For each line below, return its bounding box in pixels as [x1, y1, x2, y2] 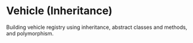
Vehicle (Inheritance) [6, 4, 113, 18]
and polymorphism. [6, 29, 54, 37]
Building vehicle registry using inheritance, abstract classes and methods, [6, 24, 188, 31]
